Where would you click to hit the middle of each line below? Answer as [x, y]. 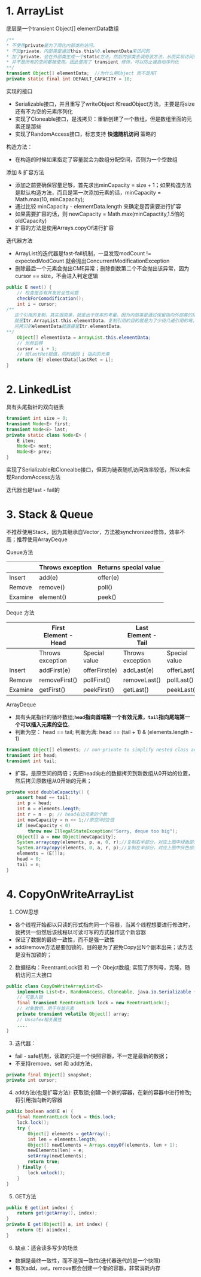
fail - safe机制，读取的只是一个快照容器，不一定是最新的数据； [92, 1056]
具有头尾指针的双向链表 [35, 407]
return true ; [44, 1162]
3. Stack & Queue [50, 514]
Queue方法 [20, 552]
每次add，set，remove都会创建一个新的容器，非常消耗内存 [88, 1268]
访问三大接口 [36, 975]
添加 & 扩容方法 [25, 172]
